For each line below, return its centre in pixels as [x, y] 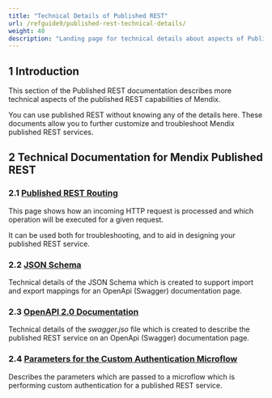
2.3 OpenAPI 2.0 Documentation [74, 311]
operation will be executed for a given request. [86, 219]
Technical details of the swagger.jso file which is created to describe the [129, 329]
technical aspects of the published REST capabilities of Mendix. [115, 99]
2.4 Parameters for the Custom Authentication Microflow [123, 359]
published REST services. [51, 132]
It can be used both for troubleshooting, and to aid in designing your [122, 235]
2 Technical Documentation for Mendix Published [136, 157]
